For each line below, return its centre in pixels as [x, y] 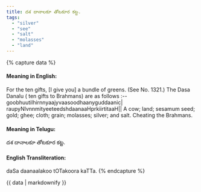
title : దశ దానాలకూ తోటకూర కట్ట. [44, 12]
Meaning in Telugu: [31, 129]
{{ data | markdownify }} [37, 183]
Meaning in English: [32, 76]
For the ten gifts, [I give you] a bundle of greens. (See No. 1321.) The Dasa [98, 90]
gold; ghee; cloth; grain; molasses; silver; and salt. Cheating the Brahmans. [100, 116]
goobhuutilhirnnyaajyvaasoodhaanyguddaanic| [65, 102]
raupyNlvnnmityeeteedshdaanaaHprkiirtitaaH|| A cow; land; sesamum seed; [101, 109]
